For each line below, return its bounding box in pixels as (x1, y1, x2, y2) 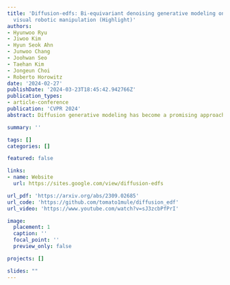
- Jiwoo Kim (7, 36, 41, 42)
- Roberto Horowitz (7, 73, 63, 81)
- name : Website (7, 174, 53, 181)
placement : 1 (13, 223, 51, 231)
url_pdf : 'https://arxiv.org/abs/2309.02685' (7, 192, 139, 199)
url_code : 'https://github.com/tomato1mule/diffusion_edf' (7, 199, 179, 206)
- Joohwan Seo (7, 55, 48, 62)
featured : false (7, 155, 53, 162)
